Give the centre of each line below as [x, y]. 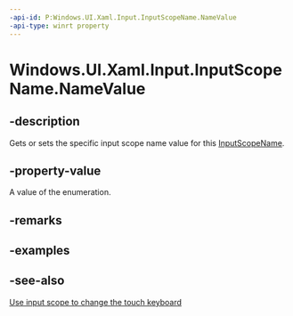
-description [45, 122]
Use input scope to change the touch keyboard [96, 302]
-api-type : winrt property [59, 26]
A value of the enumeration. [60, 192]
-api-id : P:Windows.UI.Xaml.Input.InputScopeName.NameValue [123, 17]
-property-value [55, 170]
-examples [40, 251]
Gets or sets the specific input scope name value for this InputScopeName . [147, 142]
